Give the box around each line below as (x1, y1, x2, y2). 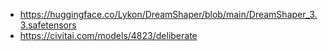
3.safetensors (19, 19, 77, 31)
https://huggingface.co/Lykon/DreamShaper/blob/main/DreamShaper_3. (19, 9, 318, 20)
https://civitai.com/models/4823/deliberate (19, 30, 198, 41)
